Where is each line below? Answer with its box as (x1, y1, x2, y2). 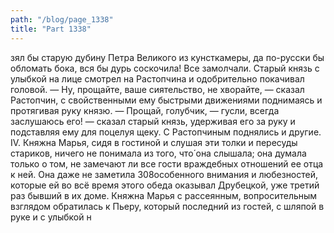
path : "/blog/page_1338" (10, 14, 114, 25)
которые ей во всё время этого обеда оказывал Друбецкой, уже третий (10, 179, 320, 191)
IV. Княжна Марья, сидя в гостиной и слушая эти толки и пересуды (10, 136, 298, 148)
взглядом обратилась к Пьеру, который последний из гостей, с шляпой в (10, 200, 325, 212)
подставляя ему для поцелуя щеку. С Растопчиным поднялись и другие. (10, 126, 322, 138)
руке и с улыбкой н (10, 211, 92, 223)
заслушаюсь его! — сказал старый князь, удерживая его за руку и (10, 115, 296, 127)
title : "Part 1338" (10, 24, 92, 34)
